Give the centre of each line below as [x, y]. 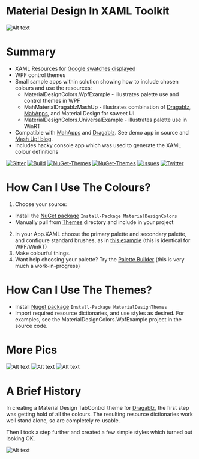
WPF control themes [40, 75]
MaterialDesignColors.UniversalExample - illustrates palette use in [105, 120]
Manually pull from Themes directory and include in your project [94, 222]
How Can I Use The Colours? [79, 188]
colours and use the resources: [53, 88]
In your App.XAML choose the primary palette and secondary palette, [101, 234]
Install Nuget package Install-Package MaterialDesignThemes [91, 306]
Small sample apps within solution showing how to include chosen [97, 81]
